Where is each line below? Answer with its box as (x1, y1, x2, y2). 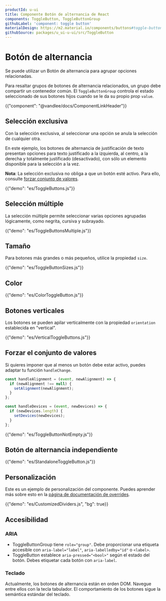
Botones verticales (5, 306, 65, 315)
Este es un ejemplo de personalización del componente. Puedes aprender (5, 486, 156, 492)
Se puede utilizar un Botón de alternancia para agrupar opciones (5, 68, 137, 74)
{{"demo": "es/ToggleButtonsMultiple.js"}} (5, 228, 91, 233)
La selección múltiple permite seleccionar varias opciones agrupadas (5, 213, 147, 219)
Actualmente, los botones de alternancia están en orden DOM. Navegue (5, 581, 152, 587)
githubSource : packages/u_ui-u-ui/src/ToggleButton (5, 30, 114, 35)
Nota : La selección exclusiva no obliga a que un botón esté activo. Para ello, (5, 170, 161, 176)
